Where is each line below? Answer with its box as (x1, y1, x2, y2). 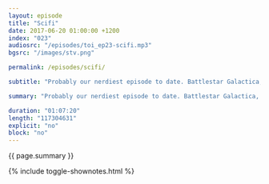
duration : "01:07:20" (8, 106, 81, 114)
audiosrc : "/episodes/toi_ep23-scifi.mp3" (8, 42, 152, 50)
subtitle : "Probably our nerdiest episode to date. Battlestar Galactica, (8, 78, 263, 86)
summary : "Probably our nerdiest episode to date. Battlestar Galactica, (8, 92, 260, 100)
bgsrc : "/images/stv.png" (8, 49, 94, 57)
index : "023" (8, 34, 52, 42)
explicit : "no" (8, 122, 59, 130)
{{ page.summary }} (8, 151, 74, 161)
